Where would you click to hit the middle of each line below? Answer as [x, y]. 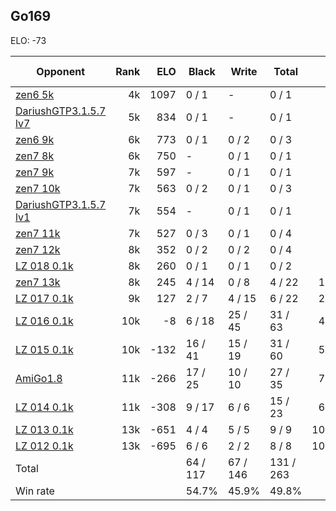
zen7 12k [38, 249]
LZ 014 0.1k [44, 407]
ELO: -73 [28, 40]
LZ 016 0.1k [44, 321]
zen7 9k [35, 172]
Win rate [35, 491]
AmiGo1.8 [39, 378]
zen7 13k [38, 282]
